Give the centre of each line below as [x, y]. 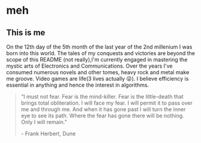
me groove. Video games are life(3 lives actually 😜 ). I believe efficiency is [97, 79]
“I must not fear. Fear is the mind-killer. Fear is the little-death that [102, 97]
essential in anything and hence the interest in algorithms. [78, 85]
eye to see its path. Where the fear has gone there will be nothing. [102, 115]
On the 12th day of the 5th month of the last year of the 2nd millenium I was [99, 47]
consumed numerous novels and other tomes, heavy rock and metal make [98, 72]
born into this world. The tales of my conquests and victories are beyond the [100, 53]
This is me [26, 33]
